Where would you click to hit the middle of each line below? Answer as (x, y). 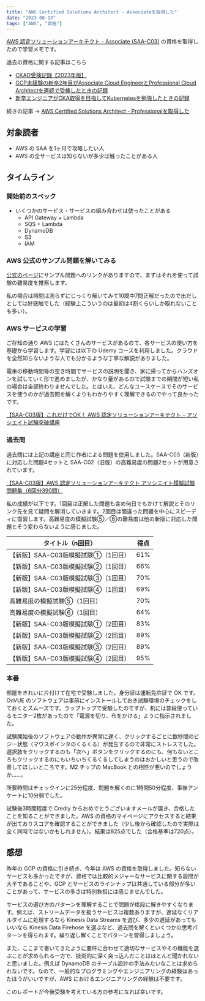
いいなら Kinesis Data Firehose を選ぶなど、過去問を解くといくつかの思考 (99, 927)
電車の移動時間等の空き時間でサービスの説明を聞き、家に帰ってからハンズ (100, 371)
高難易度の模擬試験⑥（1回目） (56, 612)
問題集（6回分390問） (35, 490)
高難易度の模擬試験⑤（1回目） (56, 601)
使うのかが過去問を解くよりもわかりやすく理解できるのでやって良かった (108, 394)
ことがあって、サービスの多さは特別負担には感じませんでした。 (86, 891)
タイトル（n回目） (70, 543)
